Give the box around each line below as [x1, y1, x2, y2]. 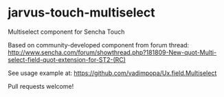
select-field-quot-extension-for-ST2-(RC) [8, 55, 126, 63]
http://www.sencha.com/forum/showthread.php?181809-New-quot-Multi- [8, 48, 217, 56]
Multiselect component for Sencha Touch [8, 28, 125, 36]
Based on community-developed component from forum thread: [8, 41, 190, 49]
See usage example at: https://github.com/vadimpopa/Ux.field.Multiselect [8, 69, 217, 77]
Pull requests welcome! [8, 82, 74, 90]
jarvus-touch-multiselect [8, 5, 155, 21]
